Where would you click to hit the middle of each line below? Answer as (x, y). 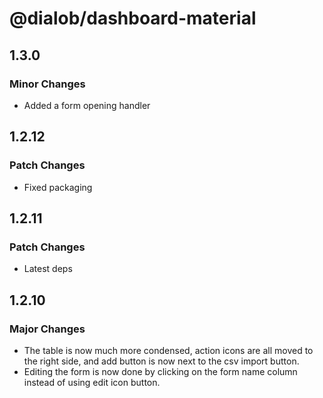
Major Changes (47, 329)
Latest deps (48, 269)
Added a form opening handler (87, 105)
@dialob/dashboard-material (133, 18)
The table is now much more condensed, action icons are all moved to (168, 350)
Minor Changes (47, 84)
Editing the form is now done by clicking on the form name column (160, 371)
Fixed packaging (58, 187)
